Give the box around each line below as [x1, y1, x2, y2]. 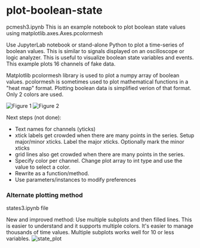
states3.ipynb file [6, 204, 49, 212]
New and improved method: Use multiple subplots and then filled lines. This [6, 216, 192, 224]
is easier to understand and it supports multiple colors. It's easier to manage [6, 222, 194, 230]
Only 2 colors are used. [6, 91, 64, 98]
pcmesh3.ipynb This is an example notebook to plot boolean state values [6, 23, 186, 30]
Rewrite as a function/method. [14, 169, 90, 176]
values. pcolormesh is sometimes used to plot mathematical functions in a [6, 78, 189, 85]
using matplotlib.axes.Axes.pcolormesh [6, 29, 103, 36]
